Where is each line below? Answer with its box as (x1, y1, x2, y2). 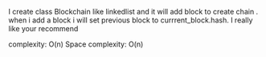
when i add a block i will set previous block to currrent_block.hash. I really (8, 15, 253, 25)
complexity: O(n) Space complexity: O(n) (8, 39, 144, 49)
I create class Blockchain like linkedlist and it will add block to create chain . (8, 7, 259, 16)
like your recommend (8, 24, 79, 33)
